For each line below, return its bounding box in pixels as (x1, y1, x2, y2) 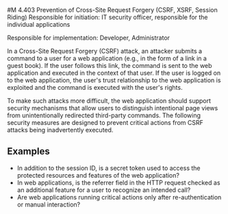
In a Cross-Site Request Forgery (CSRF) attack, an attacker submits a (7, 47, 203, 55)
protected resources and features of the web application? (16, 171, 180, 179)
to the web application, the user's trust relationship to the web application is (7, 76, 221, 84)
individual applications (7, 21, 71, 28)
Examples (7, 145, 50, 157)
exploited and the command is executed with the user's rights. (7, 84, 183, 91)
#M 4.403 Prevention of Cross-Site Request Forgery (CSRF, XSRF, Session (7, 6, 218, 14)
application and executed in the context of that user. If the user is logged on (7, 69, 221, 77)
